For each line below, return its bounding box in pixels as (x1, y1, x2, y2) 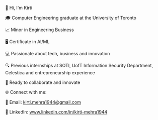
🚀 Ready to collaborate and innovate (5, 79, 81, 85)
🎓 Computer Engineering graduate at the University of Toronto (5, 15, 137, 21)
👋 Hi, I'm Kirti (5, 5, 33, 11)
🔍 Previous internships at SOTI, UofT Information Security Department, (5, 63, 153, 68)
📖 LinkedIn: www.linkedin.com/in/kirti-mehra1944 (5, 109, 108, 115)
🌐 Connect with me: (5, 89, 47, 95)
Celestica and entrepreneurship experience (5, 70, 96, 75)
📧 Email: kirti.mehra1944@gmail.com (5, 99, 82, 105)
